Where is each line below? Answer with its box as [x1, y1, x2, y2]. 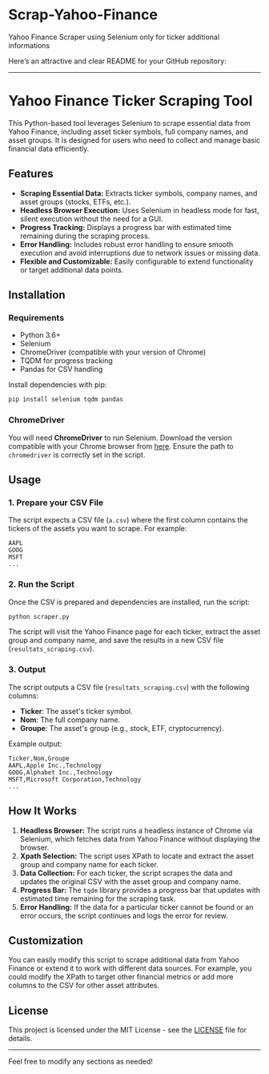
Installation [8, 289, 66, 302]
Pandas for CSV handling [19, 365, 103, 374]
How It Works [8, 804, 78, 818]
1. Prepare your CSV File [8, 497, 104, 508]
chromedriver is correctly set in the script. [8, 450, 146, 459]
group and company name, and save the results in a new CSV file [8, 636, 224, 645]
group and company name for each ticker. [19, 859, 159, 869]
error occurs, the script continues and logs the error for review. [19, 910, 228, 920]
